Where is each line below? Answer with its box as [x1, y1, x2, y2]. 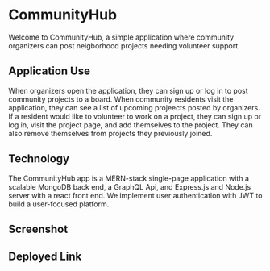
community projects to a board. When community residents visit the [8, 94, 234, 104]
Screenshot [8, 222, 69, 236]
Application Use [8, 65, 91, 78]
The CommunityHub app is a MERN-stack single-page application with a [8, 173, 250, 183]
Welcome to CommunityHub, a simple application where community [8, 32, 235, 42]
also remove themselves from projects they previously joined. [8, 128, 213, 138]
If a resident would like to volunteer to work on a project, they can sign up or [8, 111, 262, 121]
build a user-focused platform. [8, 199, 110, 209]
